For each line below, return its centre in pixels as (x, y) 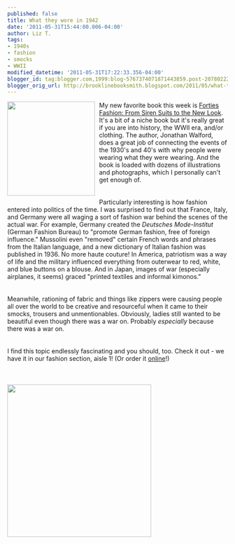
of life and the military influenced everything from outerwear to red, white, (114, 262)
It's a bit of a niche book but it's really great (162, 121)
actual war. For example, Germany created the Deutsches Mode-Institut (110, 224)
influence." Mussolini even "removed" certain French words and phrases (112, 240)
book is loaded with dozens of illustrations (160, 165)
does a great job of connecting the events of (163, 143)
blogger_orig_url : (34, 86)
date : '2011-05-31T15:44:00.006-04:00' (65, 27)
